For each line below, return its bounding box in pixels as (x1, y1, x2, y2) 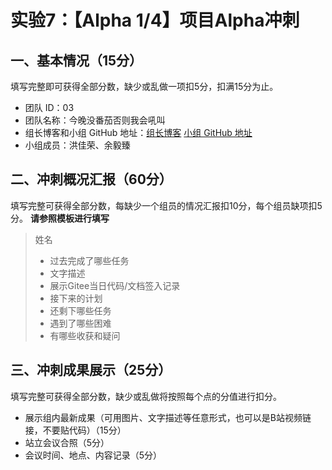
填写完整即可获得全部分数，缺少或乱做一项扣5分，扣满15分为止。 (10, 81, 279, 92)
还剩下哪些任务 (49, 304, 112, 316)
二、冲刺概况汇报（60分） (10, 171, 173, 188)
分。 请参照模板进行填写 (10, 212, 110, 224)
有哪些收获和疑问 (49, 329, 121, 341)
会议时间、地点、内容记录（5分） (24, 449, 163, 461)
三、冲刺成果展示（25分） (10, 362, 172, 379)
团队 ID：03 (24, 102, 75, 113)
